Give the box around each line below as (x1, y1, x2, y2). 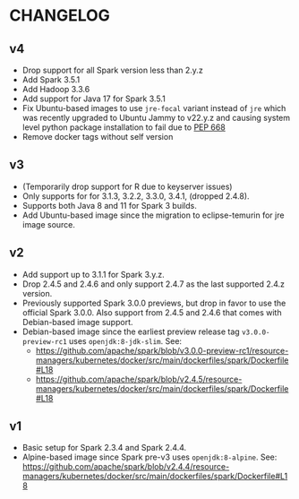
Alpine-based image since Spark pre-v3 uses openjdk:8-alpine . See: (21, 452, 278, 462)
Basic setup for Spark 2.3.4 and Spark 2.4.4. (21, 443, 187, 453)
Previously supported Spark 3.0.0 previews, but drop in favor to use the (21, 297, 286, 308)
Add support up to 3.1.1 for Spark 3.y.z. (21, 269, 166, 280)
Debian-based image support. (21, 316, 133, 327)
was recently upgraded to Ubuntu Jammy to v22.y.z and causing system (21, 113, 291, 123)
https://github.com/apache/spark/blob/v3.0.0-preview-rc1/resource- (35, 345, 289, 356)
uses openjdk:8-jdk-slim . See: (68, 335, 182, 346)
